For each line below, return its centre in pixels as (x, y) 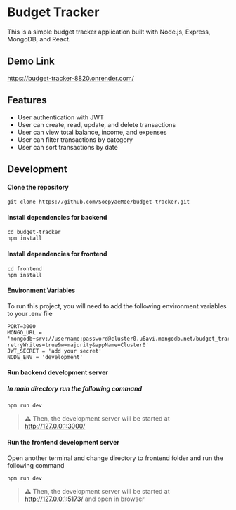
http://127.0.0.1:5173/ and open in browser (85, 499)
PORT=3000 (22, 326)
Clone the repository (38, 187)
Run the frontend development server (64, 442)
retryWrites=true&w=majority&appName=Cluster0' (78, 345)
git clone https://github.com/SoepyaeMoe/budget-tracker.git (99, 202)
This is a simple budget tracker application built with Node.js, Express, (109, 32)
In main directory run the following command (75, 388)
